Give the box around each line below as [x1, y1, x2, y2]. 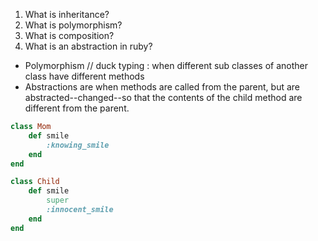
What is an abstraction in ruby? [24, 40, 153, 52]
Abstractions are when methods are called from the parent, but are [24, 81, 301, 93]
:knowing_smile [46, 140, 110, 150]
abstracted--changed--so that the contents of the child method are [24, 92, 303, 103]
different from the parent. [24, 102, 130, 114]
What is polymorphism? [24, 19, 123, 31]
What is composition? [24, 30, 115, 41]
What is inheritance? [24, 9, 110, 20]
